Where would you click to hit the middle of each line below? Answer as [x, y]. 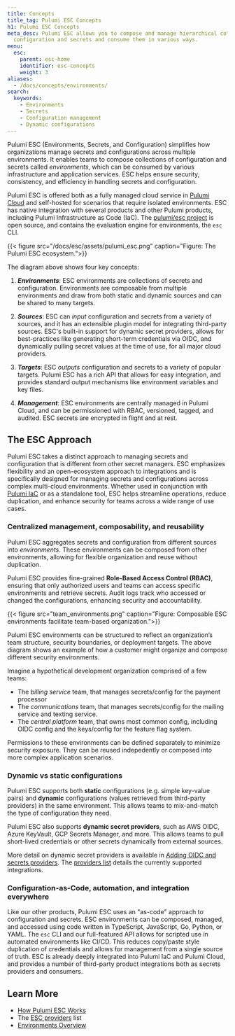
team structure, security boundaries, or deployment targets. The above [109, 642]
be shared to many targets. [56, 302]
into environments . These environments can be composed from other [107, 549]
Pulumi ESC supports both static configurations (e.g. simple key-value [109, 790]
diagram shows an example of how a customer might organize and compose [117, 650]
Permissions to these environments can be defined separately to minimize [114, 742]
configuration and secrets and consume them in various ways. [106, 40]
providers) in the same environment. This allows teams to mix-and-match [113, 805]
